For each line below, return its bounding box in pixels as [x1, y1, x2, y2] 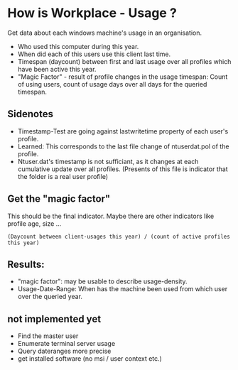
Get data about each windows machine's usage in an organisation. [7, 28, 202, 37]
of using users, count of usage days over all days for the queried [17, 80, 207, 88]
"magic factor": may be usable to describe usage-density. [17, 277, 188, 285]
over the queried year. [17, 293, 83, 301]
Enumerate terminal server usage [17, 339, 116, 348]
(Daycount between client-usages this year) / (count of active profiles [7, 233, 231, 240]
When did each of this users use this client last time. [17, 50, 171, 58]
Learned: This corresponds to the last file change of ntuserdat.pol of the [17, 142, 229, 151]
